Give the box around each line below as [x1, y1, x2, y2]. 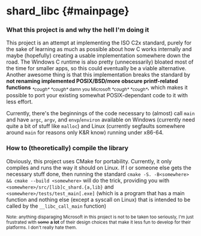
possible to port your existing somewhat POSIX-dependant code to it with [6, 92, 188, 99]
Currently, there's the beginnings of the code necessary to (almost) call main [6, 110, 195, 117]
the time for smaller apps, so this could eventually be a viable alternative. [6, 65, 187, 72]
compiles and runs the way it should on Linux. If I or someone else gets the [6, 164, 192, 171]
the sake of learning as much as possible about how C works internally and [6, 46, 192, 53]
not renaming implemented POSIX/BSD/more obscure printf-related [6, 77, 178, 85]
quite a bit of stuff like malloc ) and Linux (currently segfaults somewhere [6, 123, 185, 130]
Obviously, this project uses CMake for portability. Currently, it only [6, 157, 172, 165]
